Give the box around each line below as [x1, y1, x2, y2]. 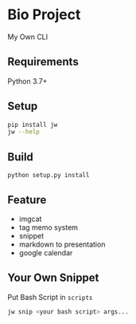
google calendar [18, 247, 73, 257]
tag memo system [18, 222, 79, 232]
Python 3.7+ [7, 76, 48, 85]
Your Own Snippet [7, 271, 99, 285]
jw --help [7, 128, 41, 136]
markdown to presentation [18, 239, 106, 249]
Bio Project [7, 6, 81, 24]
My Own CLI [7, 32, 49, 41]
